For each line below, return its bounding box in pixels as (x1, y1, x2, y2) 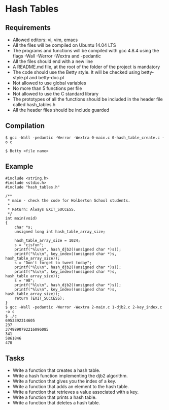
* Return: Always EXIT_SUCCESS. (7, 207, 76, 212)
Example (5, 162, 33, 171)
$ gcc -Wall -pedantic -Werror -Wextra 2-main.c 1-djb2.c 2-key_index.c (5, 304, 162, 310)
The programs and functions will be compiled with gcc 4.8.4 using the (12, 48, 159, 53)
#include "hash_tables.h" (5, 184, 60, 190)
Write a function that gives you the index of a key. (12, 378, 117, 384)
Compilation (5, 121, 45, 130)
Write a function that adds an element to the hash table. (12, 384, 129, 390)
